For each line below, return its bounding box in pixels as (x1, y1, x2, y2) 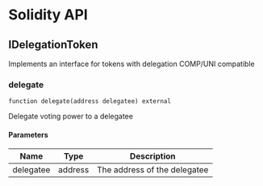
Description (129, 151, 176, 162)
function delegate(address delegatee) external (8, 97, 172, 105)
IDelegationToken (8, 38, 98, 52)
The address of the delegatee (96, 163, 209, 175)
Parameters (8, 130, 48, 139)
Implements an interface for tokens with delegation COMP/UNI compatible (8, 59, 256, 68)
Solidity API (8, 6, 89, 24)
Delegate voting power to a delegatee (8, 111, 133, 122)
